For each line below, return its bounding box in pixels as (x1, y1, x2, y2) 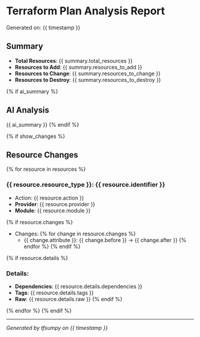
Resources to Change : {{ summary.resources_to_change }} (14, 70, 161, 77)
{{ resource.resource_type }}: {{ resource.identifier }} (6, 180, 165, 189)
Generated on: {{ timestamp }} (6, 24, 80, 31)
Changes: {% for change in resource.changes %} (14, 230, 136, 237)
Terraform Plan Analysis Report (6, 4, 165, 18)
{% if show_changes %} (6, 133, 65, 140)
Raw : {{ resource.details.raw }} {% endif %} (14, 295, 123, 302)
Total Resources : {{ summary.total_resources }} (14, 57, 133, 64)
